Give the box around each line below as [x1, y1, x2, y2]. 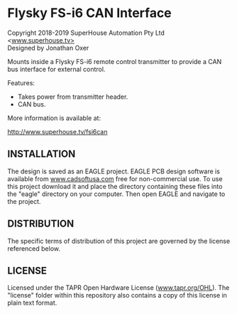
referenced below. [7, 244, 60, 253]
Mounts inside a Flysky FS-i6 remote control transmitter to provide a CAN [7, 57, 222, 65]
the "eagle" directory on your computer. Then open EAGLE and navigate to [7, 190, 226, 198]
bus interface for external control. [7, 65, 106, 73]
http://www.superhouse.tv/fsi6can [7, 127, 108, 136]
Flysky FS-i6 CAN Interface [7, 5, 172, 21]
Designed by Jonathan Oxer [7, 43, 89, 52]
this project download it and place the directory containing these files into [7, 182, 223, 190]
